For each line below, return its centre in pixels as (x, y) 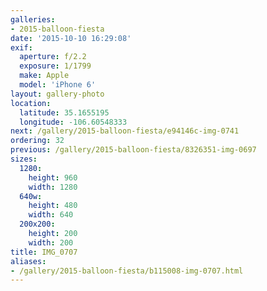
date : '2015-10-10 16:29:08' (71, 38)
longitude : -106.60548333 (73, 122)
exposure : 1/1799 (55, 66)
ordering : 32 (37, 141)
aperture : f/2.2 (53, 57)
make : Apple (44, 76)
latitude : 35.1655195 (64, 112)
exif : (21, 47)
